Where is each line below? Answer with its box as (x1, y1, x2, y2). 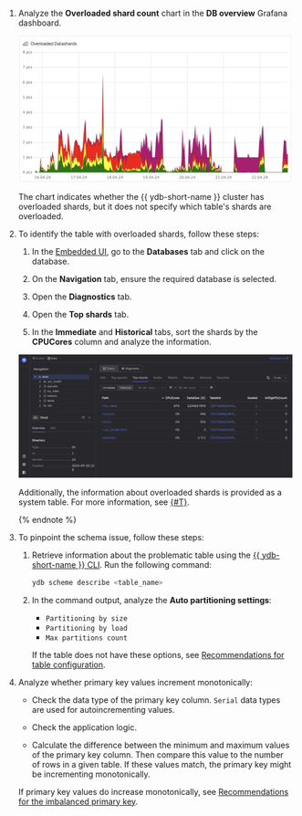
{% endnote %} (17, 514, 78, 525)
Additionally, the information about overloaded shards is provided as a (17, 486, 283, 497)
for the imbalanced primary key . (17, 796, 139, 807)
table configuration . (31, 659, 107, 670)
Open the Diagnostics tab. (31, 291, 132, 302)
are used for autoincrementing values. (31, 704, 175, 715)
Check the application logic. (31, 721, 137, 733)
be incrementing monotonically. (31, 769, 151, 779)
